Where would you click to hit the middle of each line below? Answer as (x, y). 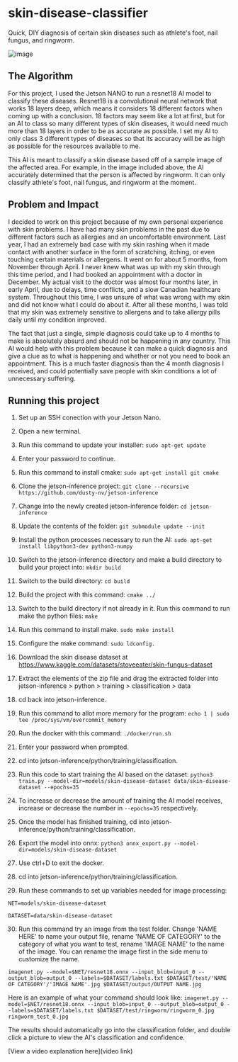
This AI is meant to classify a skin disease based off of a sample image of (115, 159)
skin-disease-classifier (78, 13)
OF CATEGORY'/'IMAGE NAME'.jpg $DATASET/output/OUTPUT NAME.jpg (105, 985)
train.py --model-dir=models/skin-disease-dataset (95, 781)
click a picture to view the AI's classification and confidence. (97, 1038)
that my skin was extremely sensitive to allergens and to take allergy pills (114, 312)
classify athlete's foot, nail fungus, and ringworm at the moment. (102, 182)
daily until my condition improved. (57, 320)
